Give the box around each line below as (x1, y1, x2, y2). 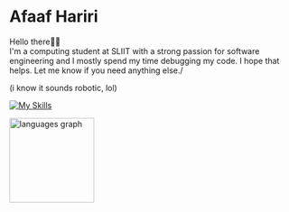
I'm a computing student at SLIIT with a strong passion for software (9, 45, 260, 56)
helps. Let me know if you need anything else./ (9, 65, 183, 76)
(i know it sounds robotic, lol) (9, 82, 117, 93)
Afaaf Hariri (9, 6, 98, 27)
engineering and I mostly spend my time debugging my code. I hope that (9, 55, 280, 66)
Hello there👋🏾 (9, 36, 61, 47)
